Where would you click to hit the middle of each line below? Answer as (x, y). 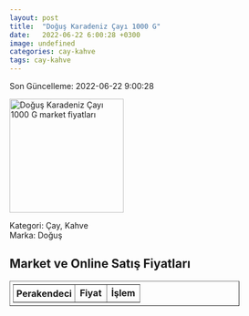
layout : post (34, 18)
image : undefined (42, 43)
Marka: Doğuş (36, 235)
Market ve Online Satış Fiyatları (100, 264)
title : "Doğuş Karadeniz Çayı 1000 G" (85, 26)
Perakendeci (45, 293)
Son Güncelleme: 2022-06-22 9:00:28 (82, 86)
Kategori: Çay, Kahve (49, 225)
